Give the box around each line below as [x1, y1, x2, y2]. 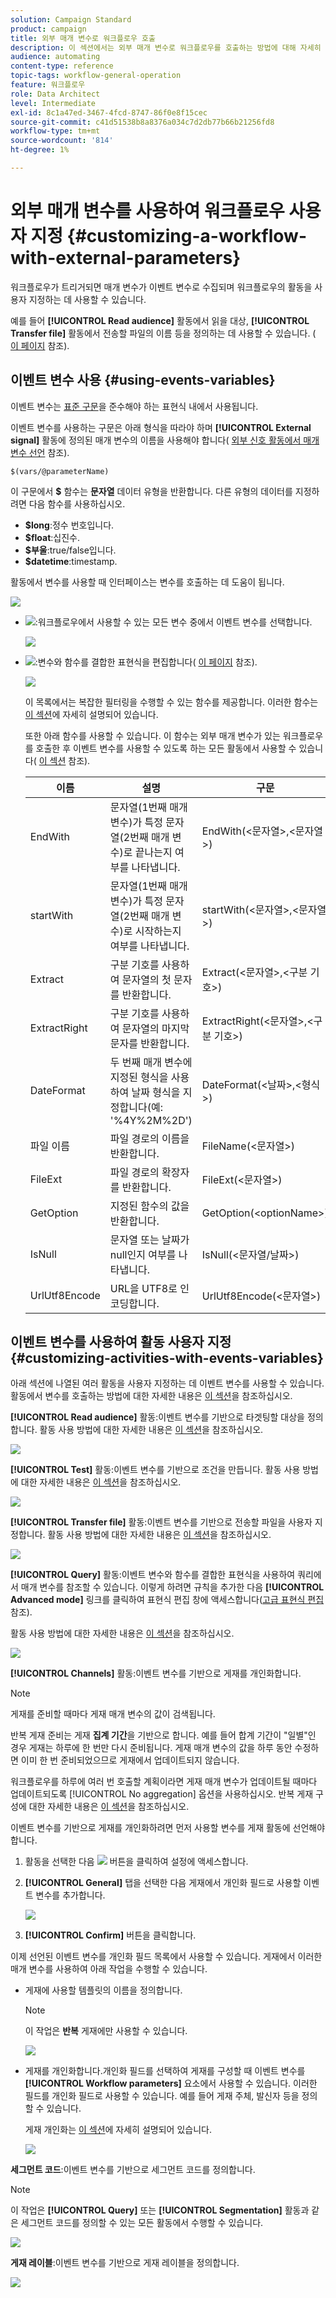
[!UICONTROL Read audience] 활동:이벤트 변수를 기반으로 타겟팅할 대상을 [10, 1411, 305, 1423]
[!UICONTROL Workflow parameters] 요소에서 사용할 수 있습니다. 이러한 [24, 2077, 318, 2090]
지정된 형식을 [109, 1070, 169, 1084]
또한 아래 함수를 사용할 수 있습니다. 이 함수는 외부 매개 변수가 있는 [24, 729, 281, 741]
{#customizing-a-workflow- [66, 225, 308, 248]
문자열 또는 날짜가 [109, 1232, 190, 1246]
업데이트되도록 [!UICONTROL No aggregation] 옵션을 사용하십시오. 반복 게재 [10, 1788, 314, 1800]
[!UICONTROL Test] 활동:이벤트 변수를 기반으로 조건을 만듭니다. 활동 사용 [10, 1464, 301, 1476]
